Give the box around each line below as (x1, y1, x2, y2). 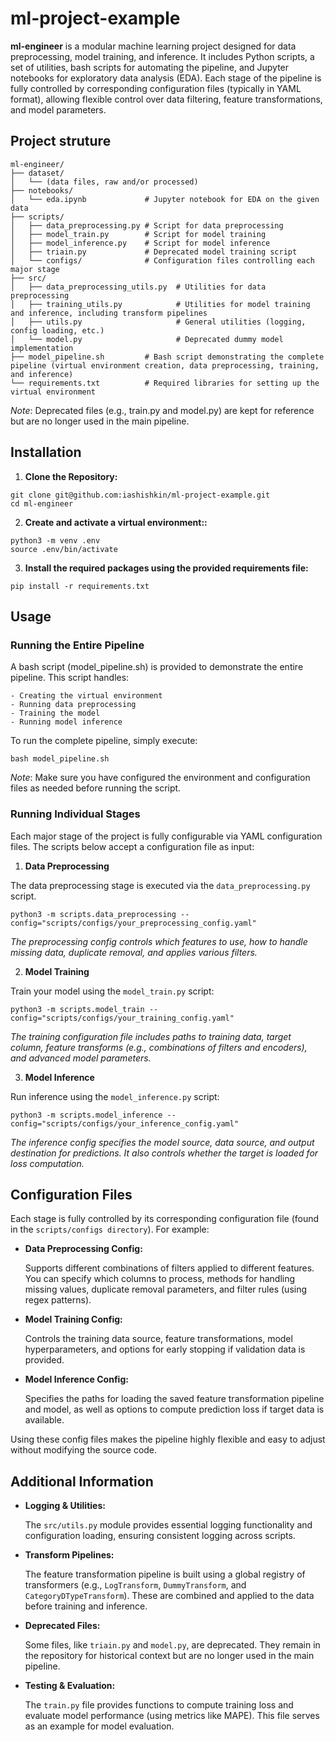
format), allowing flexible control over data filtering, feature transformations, (10, 93, 323, 105)
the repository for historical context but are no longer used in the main (24, 1650, 315, 1662)
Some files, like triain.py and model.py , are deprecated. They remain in (24, 1639, 321, 1651)
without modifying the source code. (10, 1444, 158, 1456)
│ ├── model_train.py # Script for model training (10, 229, 267, 239)
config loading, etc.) (10, 325, 105, 336)
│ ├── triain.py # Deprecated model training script (10, 247, 298, 257)
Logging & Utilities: (24, 1500, 106, 1512)
